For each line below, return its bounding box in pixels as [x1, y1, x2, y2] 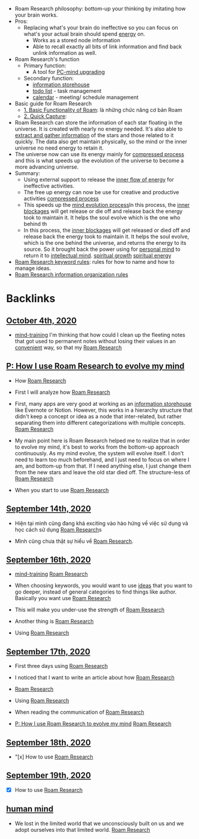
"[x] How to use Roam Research [14, 753, 93, 760]
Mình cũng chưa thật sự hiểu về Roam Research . [14, 537, 134, 545]
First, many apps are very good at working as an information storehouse [14, 400, 192, 407]
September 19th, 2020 [6, 770, 91, 781]
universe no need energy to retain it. [14, 144, 104, 151]
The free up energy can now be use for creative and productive [23, 189, 179, 195]
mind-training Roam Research [14, 570, 88, 577]
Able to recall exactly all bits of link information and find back [32, 43, 182, 50]
